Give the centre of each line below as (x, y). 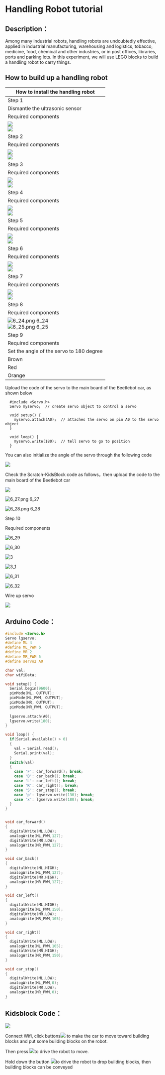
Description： (27, 29)
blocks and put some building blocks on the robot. (56, 1041)
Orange (16, 375)
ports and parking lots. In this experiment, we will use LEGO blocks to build (82, 57)
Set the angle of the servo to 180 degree (55, 351)
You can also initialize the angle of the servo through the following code (79, 455)
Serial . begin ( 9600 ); (31, 689)
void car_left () (22, 896)
